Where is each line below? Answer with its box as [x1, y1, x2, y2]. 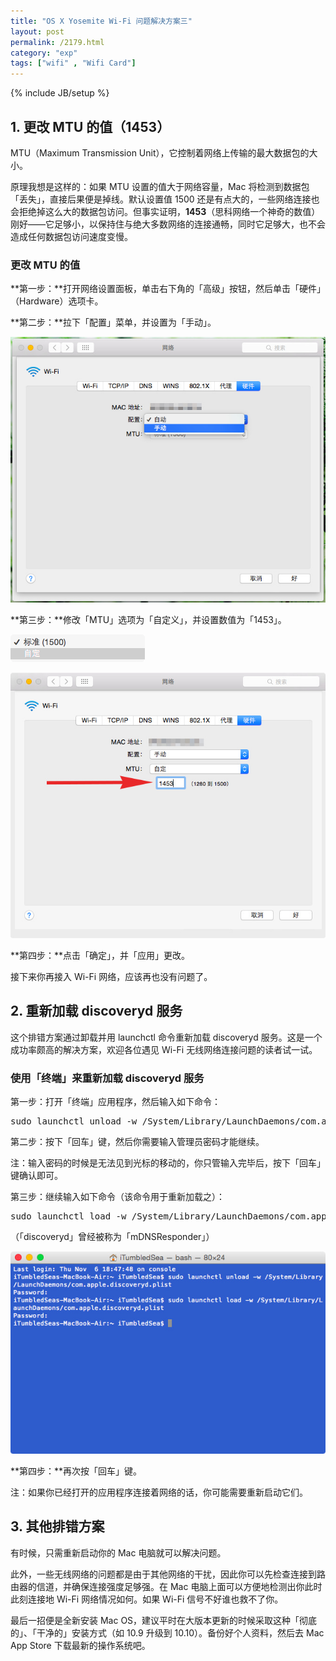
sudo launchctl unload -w [10, 1116, 138, 1127]
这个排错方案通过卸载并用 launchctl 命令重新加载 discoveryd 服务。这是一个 [10, 1031, 323, 1043]
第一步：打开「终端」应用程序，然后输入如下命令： [10, 1096, 221, 1108]
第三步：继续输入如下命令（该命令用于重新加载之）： [10, 1191, 225, 1203]
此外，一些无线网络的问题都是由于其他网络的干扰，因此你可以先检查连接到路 [10, 1568, 326, 1580]
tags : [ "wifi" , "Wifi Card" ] [10, 58, 137, 69]
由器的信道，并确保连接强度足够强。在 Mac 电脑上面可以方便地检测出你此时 [10, 1580, 323, 1592]
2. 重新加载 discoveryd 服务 [10, 1003, 183, 1020]
